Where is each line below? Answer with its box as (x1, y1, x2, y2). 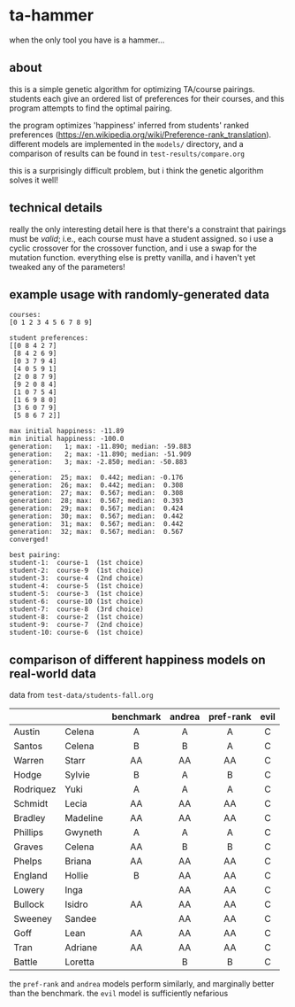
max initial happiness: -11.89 (9, 427, 125, 436)
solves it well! (9, 174, 59, 185)
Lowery (13, 884, 45, 896)
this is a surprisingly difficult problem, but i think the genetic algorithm (9, 165, 264, 175)
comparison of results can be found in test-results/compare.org (9, 148, 246, 159)
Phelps (13, 856, 42, 868)
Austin (13, 725, 41, 738)
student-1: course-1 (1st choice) (9, 559, 144, 568)
